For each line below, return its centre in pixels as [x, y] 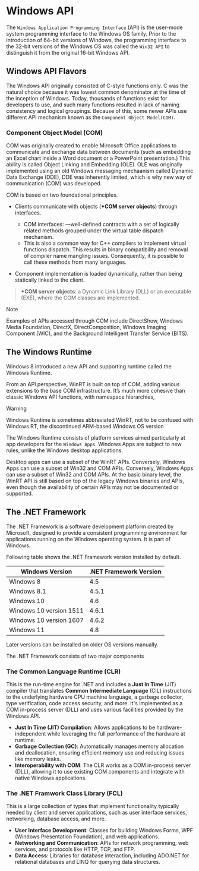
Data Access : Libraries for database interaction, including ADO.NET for [102, 856]
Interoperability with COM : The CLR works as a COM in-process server [103, 765]
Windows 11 [27, 630]
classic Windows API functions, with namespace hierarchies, [80, 397]
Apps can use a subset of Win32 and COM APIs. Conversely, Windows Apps [100, 468]
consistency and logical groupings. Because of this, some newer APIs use [97, 111]
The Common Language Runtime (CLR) [64, 671]
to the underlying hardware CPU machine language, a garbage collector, [95, 697]
